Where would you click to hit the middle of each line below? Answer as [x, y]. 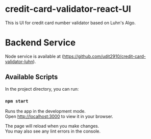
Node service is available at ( [34, 56]
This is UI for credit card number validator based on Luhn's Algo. [70, 23]
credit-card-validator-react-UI [68, 9]
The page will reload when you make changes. [52, 126]
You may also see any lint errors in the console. [53, 131]
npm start [17, 101]
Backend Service [40, 43]
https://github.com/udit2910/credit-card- [105, 56]
